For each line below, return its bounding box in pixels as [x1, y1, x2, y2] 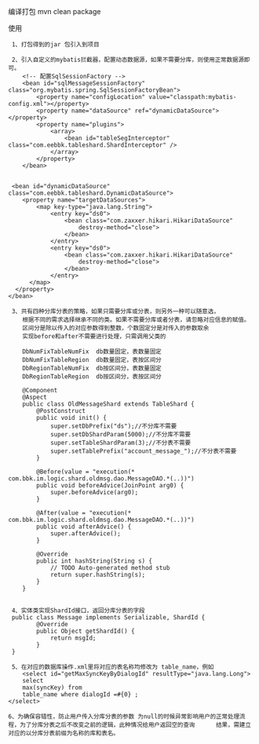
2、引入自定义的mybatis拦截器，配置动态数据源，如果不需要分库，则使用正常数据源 [11, 56, 245, 64]
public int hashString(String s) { [36, 557, 153, 565]
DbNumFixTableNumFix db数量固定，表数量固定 [22, 348, 162, 356]
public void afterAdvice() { [36, 523, 132, 531]
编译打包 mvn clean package [8, 7, 101, 16]
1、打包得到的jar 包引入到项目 [11, 41, 100, 49]
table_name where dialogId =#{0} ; [22, 691, 139, 698]
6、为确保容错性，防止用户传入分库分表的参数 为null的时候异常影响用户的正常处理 [8, 713, 240, 720]
